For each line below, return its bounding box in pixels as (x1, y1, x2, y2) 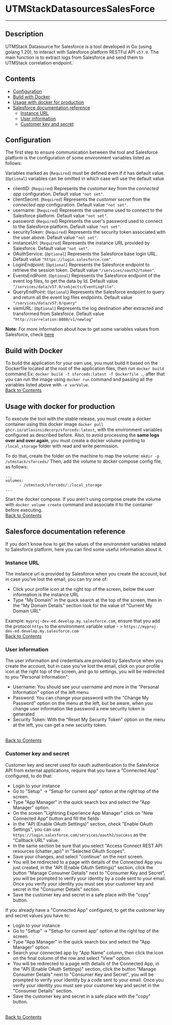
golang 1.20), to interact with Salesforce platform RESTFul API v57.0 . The (5, 49, 159, 55)
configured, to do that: (5, 772, 53, 779)
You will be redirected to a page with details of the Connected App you (12, 859, 162, 865)
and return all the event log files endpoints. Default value (12, 294, 133, 300)
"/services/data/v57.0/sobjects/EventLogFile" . (12, 283, 115, 290)
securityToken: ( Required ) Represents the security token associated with (12, 229, 166, 235)
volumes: (5, 478, 24, 483)
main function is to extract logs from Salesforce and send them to (5, 54, 144, 60)
